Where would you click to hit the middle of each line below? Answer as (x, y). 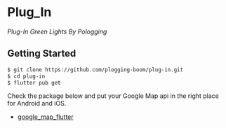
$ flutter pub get (34, 83)
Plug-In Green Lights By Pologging (57, 31)
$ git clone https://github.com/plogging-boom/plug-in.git (95, 70)
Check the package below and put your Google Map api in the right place (113, 96)
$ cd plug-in (26, 76)
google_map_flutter (45, 117)
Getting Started (42, 54)
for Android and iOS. (37, 104)
